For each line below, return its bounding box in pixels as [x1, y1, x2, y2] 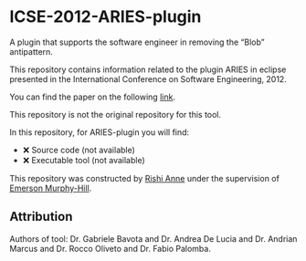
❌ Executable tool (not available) [22, 154, 146, 165]
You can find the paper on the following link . [9, 91, 176, 102]
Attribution [9, 209, 73, 224]
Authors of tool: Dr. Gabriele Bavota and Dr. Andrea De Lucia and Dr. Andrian [9, 233, 298, 244]
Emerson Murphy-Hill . [9, 183, 92, 193]
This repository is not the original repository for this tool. [9, 109, 222, 120]
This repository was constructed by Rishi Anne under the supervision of [9, 172, 280, 183]
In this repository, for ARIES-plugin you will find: [9, 126, 190, 138]
